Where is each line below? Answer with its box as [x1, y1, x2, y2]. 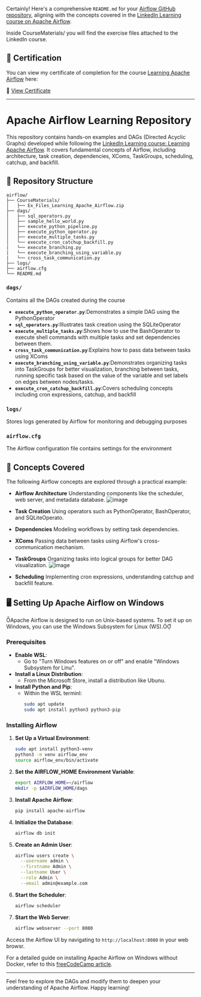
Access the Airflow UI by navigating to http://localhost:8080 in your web [6, 936, 188, 943]
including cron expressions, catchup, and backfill [14, 390, 136, 398]
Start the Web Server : [14, 913, 71, 921]
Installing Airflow [6, 721, 57, 729]
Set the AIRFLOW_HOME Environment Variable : [14, 768, 135, 775]
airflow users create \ [14, 853, 75, 859]
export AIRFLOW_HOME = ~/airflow [14, 780, 93, 786]
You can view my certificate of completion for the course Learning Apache [6, 69, 190, 76]
